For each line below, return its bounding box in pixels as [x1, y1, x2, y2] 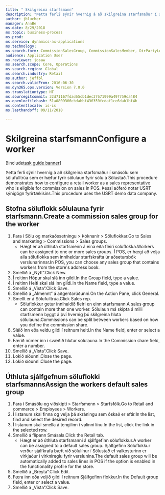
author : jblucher [5, 16, 41, 21]
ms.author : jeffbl [5, 76, 43, 81]
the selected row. [12, 427, 48, 433]
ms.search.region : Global [5, 67, 58, 72]
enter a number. [12, 343, 45, 349]
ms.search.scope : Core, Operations [5, 62, 78, 67]
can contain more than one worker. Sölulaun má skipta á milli [20, 306, 143, 312]
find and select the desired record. [12, 416, 83, 423]
